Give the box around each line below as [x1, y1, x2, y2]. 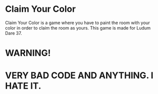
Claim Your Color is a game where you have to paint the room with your [5, 20, 150, 26]
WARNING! [5, 48, 51, 59]
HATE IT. [5, 80, 41, 92]
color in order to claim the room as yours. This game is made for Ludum [5, 25, 151, 31]
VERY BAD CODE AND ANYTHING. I [5, 70, 154, 81]
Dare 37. [5, 30, 22, 36]
